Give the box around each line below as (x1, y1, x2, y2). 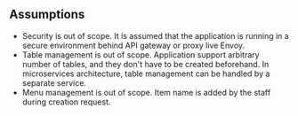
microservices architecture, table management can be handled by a (21, 68, 270, 79)
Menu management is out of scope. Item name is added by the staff (21, 87, 271, 97)
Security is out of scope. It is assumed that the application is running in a (21, 30, 289, 41)
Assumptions (9, 7, 85, 22)
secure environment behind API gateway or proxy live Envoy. (21, 40, 246, 50)
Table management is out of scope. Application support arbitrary (21, 49, 260, 60)
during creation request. (21, 97, 111, 107)
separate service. (21, 77, 87, 88)
